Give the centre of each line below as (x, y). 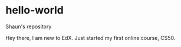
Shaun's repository (29, 26)
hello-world (35, 10)
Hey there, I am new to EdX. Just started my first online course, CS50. (90, 38)
